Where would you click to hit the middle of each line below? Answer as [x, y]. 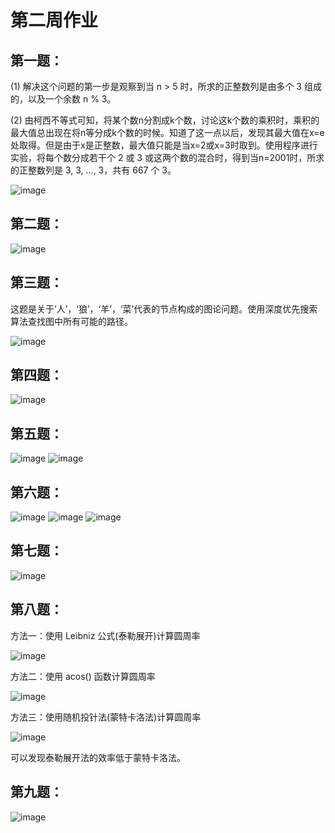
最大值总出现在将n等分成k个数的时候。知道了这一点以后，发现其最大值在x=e [167, 132]
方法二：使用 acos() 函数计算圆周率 [83, 676]
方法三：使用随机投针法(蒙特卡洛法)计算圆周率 [106, 717]
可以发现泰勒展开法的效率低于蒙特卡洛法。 [98, 757]
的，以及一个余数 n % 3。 [63, 99]
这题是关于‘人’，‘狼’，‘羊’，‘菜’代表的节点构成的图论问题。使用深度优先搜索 [164, 308]
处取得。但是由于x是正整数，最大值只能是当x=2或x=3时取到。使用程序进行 [164, 145]
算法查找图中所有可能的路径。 [71, 321]
